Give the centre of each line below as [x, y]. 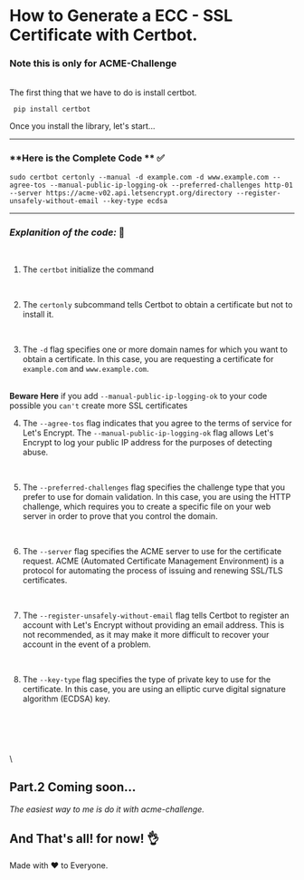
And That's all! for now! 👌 [85, 839]
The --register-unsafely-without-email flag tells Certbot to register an [156, 616]
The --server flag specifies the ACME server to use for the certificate [152, 552]
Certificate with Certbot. [104, 35]
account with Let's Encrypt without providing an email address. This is [153, 625]
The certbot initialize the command [88, 269]
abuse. [35, 452]
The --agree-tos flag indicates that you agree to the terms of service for [157, 424]
